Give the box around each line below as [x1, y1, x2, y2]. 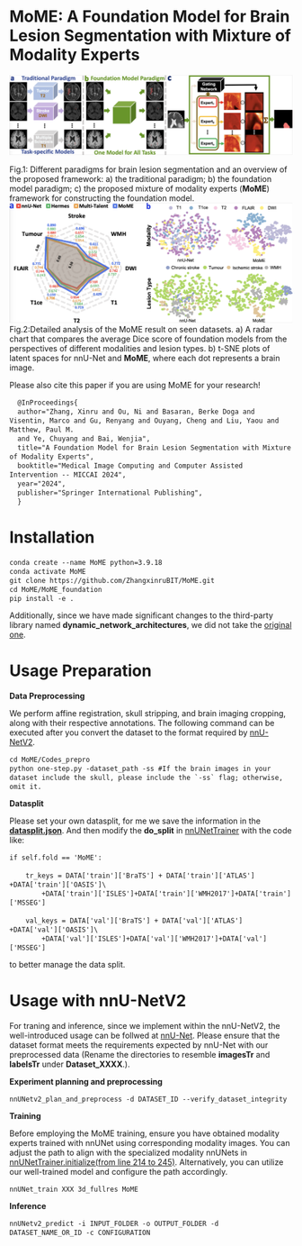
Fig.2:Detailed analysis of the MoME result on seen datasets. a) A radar [9, 323, 273, 334]
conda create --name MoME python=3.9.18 [9, 558, 164, 567]
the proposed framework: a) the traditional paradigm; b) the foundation [9, 173, 272, 184]
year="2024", [17, 479, 67, 488]
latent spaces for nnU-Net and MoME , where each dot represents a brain [9, 352, 280, 363]
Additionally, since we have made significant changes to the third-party [9, 610, 274, 621]
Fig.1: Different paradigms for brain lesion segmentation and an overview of [9, 164, 288, 175]
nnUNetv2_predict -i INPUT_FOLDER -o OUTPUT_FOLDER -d [9, 1219, 219, 1228]
